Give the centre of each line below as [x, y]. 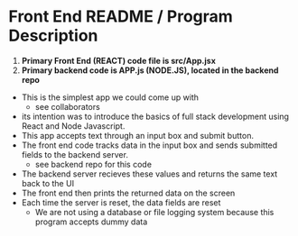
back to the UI [47, 183]
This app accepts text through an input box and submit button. [138, 135]
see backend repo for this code [93, 164]
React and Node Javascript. [73, 126]
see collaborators [67, 106]
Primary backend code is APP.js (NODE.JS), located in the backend [150, 70]
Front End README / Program [121, 17]
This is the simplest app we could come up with [110, 97]
